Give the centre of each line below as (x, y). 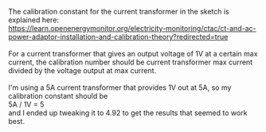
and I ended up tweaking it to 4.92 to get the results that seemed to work (128, 113)
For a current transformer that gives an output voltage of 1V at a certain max (133, 54)
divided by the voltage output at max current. (82, 70)
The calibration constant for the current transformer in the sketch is (119, 12)
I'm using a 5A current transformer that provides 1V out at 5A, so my (120, 87)
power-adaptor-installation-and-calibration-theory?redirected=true (118, 37)
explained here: (34, 20)
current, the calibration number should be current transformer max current (131, 62)
